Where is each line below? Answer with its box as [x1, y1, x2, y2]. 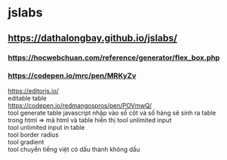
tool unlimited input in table [8, 123, 85, 131]
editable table [8, 94, 47, 102]
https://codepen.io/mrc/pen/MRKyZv [8, 71, 137, 80]
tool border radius [8, 130, 59, 139]
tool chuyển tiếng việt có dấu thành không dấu [8, 145, 140, 153]
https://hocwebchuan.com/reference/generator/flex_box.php [8, 53, 220, 62]
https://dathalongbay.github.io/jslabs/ [8, 32, 178, 44]
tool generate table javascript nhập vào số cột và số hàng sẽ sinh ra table [8, 108, 217, 117]
